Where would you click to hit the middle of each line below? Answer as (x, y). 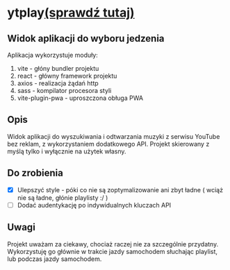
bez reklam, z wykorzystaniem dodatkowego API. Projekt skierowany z (108, 144)
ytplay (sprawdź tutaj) (71, 13)
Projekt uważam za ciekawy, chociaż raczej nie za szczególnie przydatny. (113, 244)
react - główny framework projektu (67, 76)
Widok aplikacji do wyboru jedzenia (86, 39)
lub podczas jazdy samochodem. (55, 259)
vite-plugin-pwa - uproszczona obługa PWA (80, 98)
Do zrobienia (35, 173)
